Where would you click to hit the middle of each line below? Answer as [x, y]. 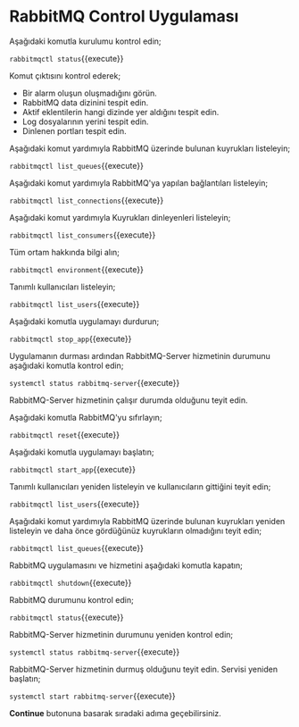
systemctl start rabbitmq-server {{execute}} [92, 696]
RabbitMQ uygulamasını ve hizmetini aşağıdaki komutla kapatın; [126, 565]
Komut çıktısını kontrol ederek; [65, 75]
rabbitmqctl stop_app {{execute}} [71, 338]
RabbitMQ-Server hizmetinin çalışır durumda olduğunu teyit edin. [129, 400]
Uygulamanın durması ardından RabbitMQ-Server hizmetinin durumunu [140, 355]
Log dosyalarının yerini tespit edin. [85, 121]
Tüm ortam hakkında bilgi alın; [65, 252]
